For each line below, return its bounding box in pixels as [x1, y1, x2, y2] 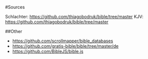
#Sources [5, 4, 25, 10]
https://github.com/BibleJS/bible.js [12, 49, 84, 54]
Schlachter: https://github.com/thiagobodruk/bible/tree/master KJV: [5, 14, 144, 19]
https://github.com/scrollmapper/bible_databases [12, 38, 113, 44]
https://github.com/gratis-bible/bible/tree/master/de [12, 43, 119, 49]
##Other [5, 29, 22, 34]
